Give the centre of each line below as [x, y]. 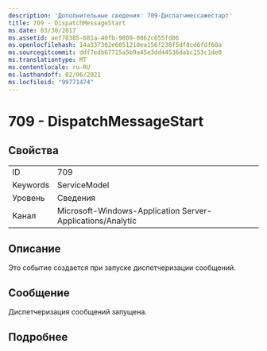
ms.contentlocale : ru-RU [49, 67]
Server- [197, 210]
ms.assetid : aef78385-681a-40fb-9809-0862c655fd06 [94, 38]
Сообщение [39, 293]
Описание [35, 248]
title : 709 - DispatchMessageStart [67, 23]
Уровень [29, 198]
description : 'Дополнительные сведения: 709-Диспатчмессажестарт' [120, 15]
